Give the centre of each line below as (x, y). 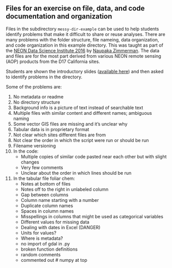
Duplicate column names (47, 205)
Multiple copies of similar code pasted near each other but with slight (94, 156)
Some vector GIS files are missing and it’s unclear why (70, 124)
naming (21, 118)
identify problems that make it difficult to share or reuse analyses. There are (85, 34)
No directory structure (36, 102)
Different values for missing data (55, 222)
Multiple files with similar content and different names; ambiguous (82, 113)
